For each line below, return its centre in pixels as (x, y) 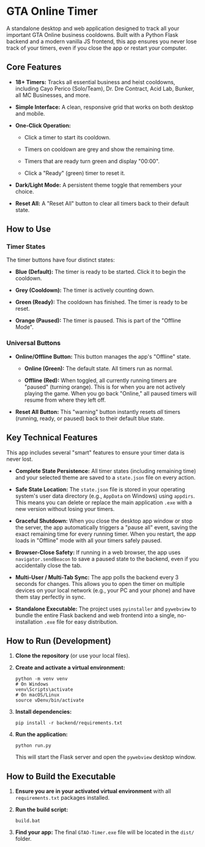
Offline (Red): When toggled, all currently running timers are (100, 380)
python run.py (33, 746)
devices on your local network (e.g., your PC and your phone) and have (105, 590)
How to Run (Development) (59, 641)
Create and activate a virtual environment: (70, 668)
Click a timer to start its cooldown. (68, 137)
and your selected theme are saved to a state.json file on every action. (105, 477)
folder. (23, 839)
